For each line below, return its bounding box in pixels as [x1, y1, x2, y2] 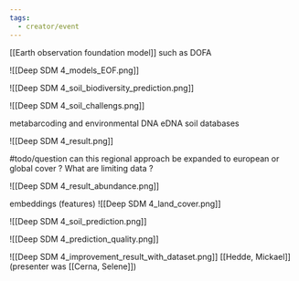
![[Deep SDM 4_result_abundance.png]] [9, 180, 160, 192]
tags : [9, 13, 30, 23]
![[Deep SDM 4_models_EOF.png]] [9, 65, 140, 76]
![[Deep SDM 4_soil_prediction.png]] [9, 215, 147, 226]
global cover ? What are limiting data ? [9, 162, 154, 173]
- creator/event [17, 22, 80, 31]
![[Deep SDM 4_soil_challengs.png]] [9, 99, 145, 110]
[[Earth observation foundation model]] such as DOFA [9, 47, 212, 57]
